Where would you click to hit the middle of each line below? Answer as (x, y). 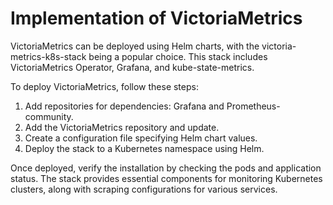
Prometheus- (253, 106)
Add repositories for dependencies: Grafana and (124, 106)
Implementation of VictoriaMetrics (156, 18)
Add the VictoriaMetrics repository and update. (122, 127)
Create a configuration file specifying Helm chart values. (141, 138)
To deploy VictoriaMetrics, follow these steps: (104, 86)
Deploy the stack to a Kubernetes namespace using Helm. (144, 148)
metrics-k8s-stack (48, 56)
